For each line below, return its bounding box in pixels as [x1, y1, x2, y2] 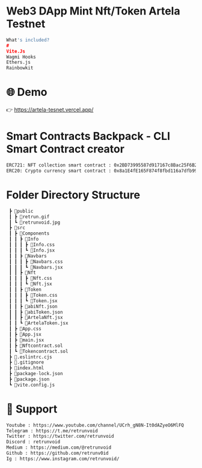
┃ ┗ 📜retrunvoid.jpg [8, 219, 61, 226]
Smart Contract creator [6, 142, 125, 156]
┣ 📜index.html [8, 365, 44, 372]
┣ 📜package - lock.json [8, 371, 63, 377]
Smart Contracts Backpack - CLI [6, 130, 170, 143]
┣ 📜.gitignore [8, 359, 44, 365]
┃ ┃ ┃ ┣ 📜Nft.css [8, 276, 52, 282]
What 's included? [6, 37, 50, 43]
